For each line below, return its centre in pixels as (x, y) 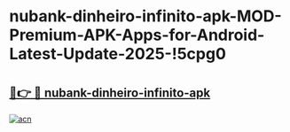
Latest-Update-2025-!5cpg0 (118, 54)
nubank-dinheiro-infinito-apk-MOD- (145, 16)
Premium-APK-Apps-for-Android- (137, 35)
